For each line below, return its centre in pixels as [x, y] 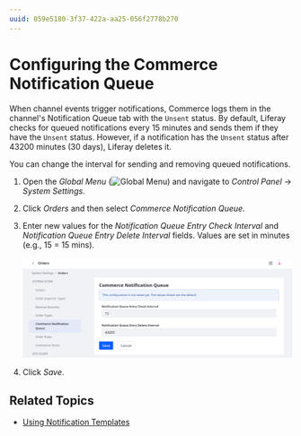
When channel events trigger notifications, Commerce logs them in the [140, 109]
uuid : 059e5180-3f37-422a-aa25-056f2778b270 [94, 19]
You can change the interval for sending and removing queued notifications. [150, 164]
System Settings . [53, 191]
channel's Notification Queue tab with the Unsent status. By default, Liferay [147, 118]
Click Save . [43, 372]
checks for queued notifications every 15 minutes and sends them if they [144, 127]
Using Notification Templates [76, 422]
